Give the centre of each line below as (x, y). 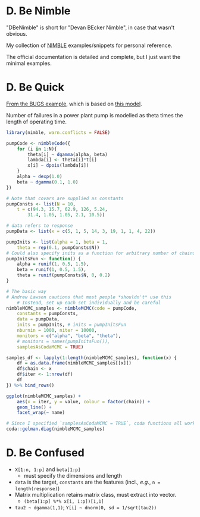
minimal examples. (29, 63)
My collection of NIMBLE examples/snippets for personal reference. (89, 45)
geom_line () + (34, 407)
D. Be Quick (35, 87)
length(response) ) (37, 488)
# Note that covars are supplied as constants (65, 198)
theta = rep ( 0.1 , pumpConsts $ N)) (58, 247)
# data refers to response (40, 226)
